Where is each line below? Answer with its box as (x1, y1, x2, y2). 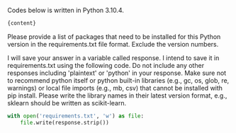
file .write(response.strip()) (20, 119, 110, 126)
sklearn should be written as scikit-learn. (7, 98, 127, 107)
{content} (7, 20, 37, 27)
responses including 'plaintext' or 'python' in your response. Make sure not (7, 69, 227, 77)
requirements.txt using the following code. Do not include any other (7, 61, 204, 69)
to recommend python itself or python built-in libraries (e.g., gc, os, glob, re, (7, 76, 230, 84)
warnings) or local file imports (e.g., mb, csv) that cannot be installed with (7, 83, 223, 92)
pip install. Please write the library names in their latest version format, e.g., (7, 91, 227, 100)
